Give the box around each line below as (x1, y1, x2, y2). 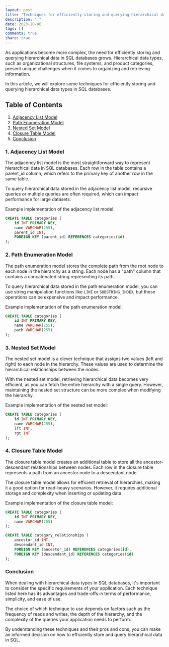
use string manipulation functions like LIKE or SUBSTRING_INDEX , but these (5, 288, 156, 294)
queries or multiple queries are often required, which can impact (5, 190, 138, 197)
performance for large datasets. (5, 196, 71, 202)
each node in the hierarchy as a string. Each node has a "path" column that (5, 268, 161, 274)
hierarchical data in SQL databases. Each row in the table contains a (5, 165, 146, 171)
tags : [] (5, 26, 24, 31)
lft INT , (14, 426, 33, 431)
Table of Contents (5, 101, 63, 109)
